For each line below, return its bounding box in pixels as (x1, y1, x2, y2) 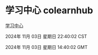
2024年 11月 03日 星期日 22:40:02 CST (5, 33, 87, 39)
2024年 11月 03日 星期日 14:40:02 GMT (5, 44, 88, 50)
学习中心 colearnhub (5, 5, 93, 16)
